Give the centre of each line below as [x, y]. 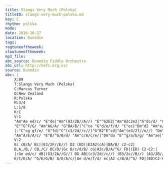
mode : [11, 28]
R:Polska [23, 98]
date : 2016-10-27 [23, 33]
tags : [11, 42]
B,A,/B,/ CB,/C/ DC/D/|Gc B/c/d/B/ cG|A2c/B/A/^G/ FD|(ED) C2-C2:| [86, 149]
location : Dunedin [24, 38]
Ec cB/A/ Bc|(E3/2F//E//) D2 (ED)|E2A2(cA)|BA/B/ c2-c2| [75, 145]
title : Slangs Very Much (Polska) [41, 10]
